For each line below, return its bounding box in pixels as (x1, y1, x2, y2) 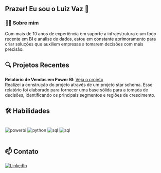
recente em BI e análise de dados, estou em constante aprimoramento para (5, 36, 156, 42)
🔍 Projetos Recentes (5, 61, 70, 69)
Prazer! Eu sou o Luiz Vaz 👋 (5, 5, 89, 13)
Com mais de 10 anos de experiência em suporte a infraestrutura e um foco (5, 30, 157, 37)
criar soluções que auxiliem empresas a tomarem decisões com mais (5, 41, 143, 47)
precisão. (5, 46, 24, 52)
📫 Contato (5, 147, 39, 155)
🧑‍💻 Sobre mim (5, 20, 39, 26)
